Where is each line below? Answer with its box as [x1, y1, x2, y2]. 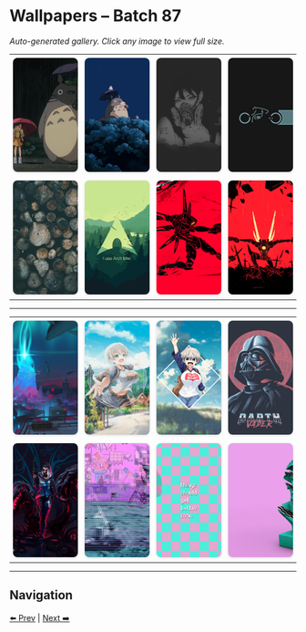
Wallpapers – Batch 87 [9, 5, 182, 26]
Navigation [9, 587, 73, 603]
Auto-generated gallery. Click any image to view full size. [9, 36, 225, 47]
